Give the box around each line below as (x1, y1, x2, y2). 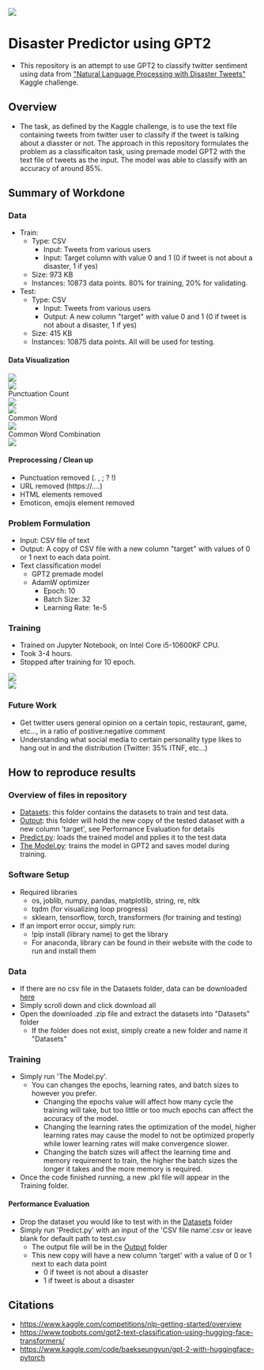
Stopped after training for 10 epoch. (19, 657, 136, 667)
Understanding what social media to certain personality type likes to (19, 734, 242, 744)
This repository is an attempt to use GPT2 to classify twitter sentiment (19, 60, 247, 70)
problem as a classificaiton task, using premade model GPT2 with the (19, 146, 246, 156)
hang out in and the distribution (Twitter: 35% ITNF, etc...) (19, 743, 208, 753)
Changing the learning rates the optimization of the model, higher (43, 1123, 257, 1132)
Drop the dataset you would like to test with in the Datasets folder (19, 1217, 233, 1226)
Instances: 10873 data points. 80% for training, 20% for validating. (31, 278, 248, 288)
